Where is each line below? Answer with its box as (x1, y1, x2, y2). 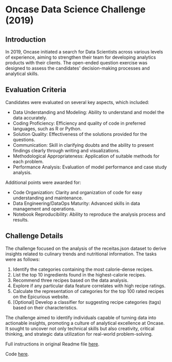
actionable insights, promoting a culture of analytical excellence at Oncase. (5, 320, 165, 326)
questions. (12, 136, 36, 143)
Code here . (5, 351, 29, 357)
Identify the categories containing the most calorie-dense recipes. (12, 266, 153, 272)
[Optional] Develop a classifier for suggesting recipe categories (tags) (12, 299, 161, 305)
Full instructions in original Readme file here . (5, 341, 99, 347)
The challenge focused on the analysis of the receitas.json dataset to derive (5, 245, 166, 251)
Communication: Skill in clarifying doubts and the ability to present (12, 142, 154, 148)
